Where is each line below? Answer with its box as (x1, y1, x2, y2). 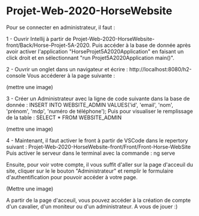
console (6, 72, 26, 79)
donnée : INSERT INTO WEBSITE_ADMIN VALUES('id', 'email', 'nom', (6, 101, 174, 108)
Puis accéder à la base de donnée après (92, 42, 191, 49)
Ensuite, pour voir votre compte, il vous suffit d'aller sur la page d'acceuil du (6, 161, 194, 168)
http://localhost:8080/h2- (129, 65, 192, 72)
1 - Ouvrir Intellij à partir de (6, 35, 71, 42)
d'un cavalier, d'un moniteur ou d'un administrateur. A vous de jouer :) (6, 203, 178, 210)
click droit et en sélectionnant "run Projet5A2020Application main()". (6, 54, 175, 61)
